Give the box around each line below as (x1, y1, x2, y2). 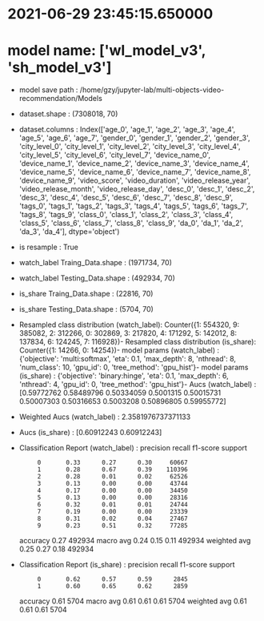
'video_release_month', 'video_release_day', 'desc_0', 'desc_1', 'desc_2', (18, 184, 255, 194)
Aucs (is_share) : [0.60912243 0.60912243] (18, 428, 162, 438)
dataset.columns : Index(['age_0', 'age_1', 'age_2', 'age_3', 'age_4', (18, 125, 236, 135)
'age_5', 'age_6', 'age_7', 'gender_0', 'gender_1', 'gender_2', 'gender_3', (18, 133, 250, 143)
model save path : (18, 85, 78, 95)
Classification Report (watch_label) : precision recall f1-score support (18, 443, 247, 453)
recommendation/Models (18, 94, 103, 103)
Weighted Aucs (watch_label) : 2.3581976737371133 (18, 412, 191, 421)
